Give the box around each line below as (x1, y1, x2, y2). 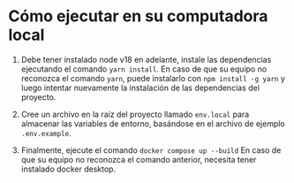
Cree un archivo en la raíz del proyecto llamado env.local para (20, 109, 250, 119)
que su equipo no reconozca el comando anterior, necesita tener (20, 154, 257, 164)
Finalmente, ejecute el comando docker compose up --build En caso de (20, 144, 282, 156)
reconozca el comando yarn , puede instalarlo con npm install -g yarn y (20, 72, 286, 83)
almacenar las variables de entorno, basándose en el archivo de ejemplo (20, 118, 286, 129)
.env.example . (20, 127, 72, 138)
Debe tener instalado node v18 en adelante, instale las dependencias (20, 54, 272, 65)
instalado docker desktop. (20, 164, 117, 174)
